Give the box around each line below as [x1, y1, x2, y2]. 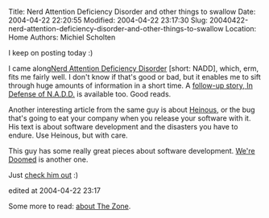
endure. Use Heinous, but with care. [8, 130, 128, 140]
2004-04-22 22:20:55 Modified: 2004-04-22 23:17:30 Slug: [8, 15, 208, 25]
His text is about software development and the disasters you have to [8, 122, 238, 131]
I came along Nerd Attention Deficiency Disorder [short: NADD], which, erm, [8, 64, 259, 73]
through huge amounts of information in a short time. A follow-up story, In [8, 80, 254, 90]
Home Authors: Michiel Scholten [8, 32, 116, 42]
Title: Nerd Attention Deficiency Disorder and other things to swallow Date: [8, 7, 256, 16]
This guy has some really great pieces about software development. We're [8, 146, 255, 155]
